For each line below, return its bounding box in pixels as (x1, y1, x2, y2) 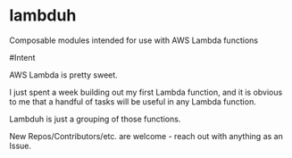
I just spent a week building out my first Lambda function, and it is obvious (9, 87, 283, 97)
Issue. (9, 140, 32, 151)
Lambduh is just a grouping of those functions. (9, 113, 181, 124)
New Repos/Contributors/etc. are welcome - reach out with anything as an (9, 130, 283, 141)
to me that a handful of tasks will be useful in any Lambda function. (9, 96, 256, 107)
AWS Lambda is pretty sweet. (9, 69, 118, 80)
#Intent (9, 52, 36, 62)
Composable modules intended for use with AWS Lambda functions (9, 35, 259, 46)
